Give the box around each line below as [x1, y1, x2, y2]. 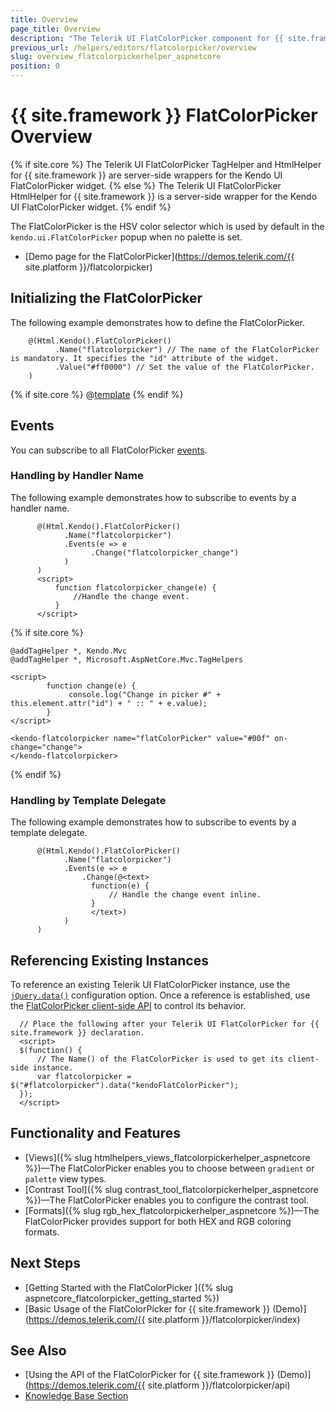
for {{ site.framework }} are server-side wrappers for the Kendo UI [10, 169, 283, 181]
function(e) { [90, 881, 150, 891]
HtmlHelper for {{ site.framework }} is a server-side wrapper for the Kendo [10, 190, 318, 202]
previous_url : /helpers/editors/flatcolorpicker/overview [10, 42, 257, 53]
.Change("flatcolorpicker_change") [90, 547, 240, 558]
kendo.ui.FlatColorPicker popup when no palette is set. [10, 231, 243, 243]
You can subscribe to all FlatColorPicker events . [10, 444, 208, 456]
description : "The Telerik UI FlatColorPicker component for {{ [10, 33, 284, 43]
